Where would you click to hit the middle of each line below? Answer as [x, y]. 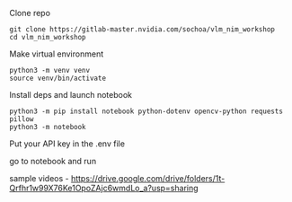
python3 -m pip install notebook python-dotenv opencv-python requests [146, 111]
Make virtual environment [57, 54]
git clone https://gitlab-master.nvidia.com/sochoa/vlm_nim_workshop [142, 30]
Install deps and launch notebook [71, 95]
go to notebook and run [53, 161]
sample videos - [39, 178]
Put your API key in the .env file [67, 144]
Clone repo [30, 13]
